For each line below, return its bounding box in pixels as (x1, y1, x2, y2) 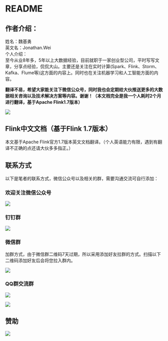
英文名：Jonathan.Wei (5, 45, 51, 51)
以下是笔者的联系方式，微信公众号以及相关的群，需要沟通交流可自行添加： (5, 175, 158, 181)
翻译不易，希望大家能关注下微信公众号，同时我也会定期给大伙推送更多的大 (5, 87, 158, 93)
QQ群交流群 (5, 280, 34, 287)
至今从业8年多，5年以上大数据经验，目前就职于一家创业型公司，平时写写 (5, 57, 155, 63)
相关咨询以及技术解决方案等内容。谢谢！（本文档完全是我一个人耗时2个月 (9, 93, 161, 99)
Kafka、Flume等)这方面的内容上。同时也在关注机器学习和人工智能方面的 (5, 70, 154, 76)
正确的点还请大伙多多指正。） (13, 145, 73, 151)
